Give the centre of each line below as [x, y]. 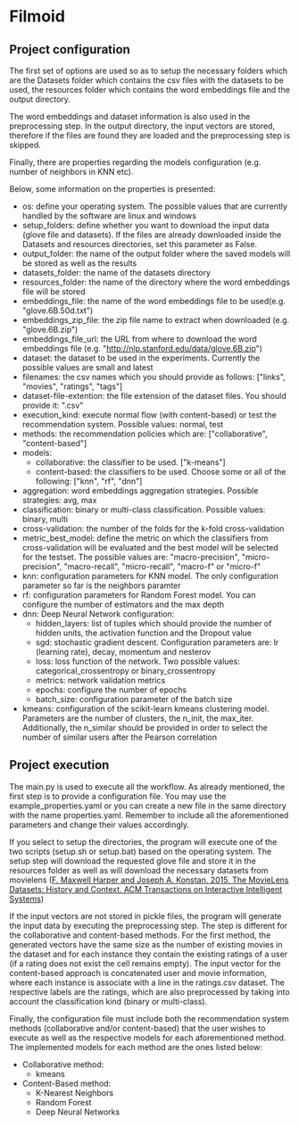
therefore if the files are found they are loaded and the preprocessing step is [150, 135]
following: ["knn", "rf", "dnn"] [89, 481]
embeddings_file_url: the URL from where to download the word [139, 339]
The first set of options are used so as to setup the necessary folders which [149, 70]
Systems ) [27, 898]
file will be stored [54, 291]
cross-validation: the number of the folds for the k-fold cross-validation [153, 529]
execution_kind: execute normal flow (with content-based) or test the [149, 415]
